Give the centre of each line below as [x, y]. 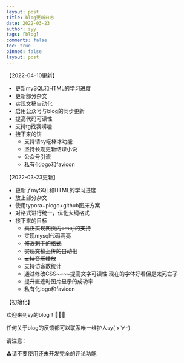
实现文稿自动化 [34, 103]
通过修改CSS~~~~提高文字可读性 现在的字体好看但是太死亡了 [101, 274]
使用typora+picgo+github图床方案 [57, 205]
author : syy [21, 29]
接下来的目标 [31, 220]
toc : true [19, 46]
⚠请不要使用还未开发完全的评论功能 [51, 353]
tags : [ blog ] [23, 35]
